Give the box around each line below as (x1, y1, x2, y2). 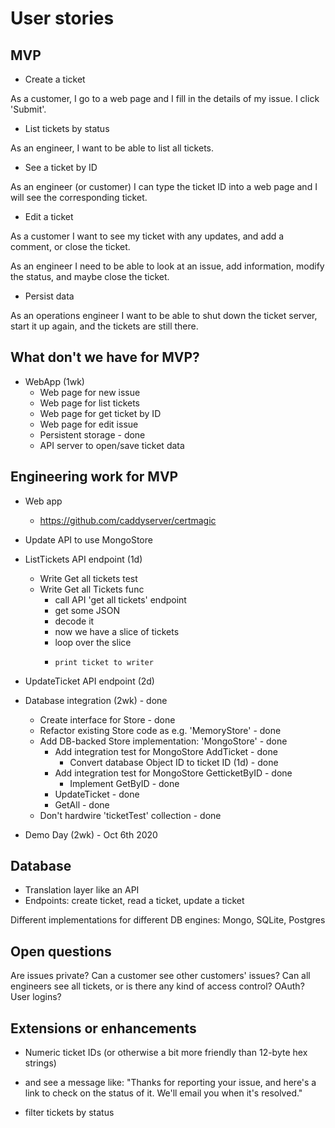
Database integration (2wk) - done (24, 694, 168, 706)
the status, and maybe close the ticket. (10, 271, 170, 282)
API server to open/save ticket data (39, 439, 185, 451)
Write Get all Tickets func (39, 583, 145, 595)
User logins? (10, 991, 62, 1003)
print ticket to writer (54, 657, 154, 667)
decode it (54, 615, 95, 627)
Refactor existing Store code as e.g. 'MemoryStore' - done (39, 724, 282, 736)
